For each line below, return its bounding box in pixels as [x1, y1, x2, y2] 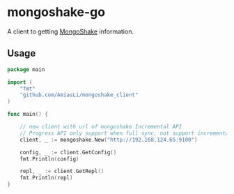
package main [7, 66, 45, 73]
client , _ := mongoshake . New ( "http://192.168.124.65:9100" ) [19, 136, 198, 143]
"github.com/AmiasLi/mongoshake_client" [19, 91, 139, 98]
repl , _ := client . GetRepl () [19, 168, 104, 175]
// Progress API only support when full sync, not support [19, 130, 195, 137]
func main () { [7, 111, 49, 118]
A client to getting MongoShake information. [7, 27, 134, 36]
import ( [7, 78, 33, 86]
